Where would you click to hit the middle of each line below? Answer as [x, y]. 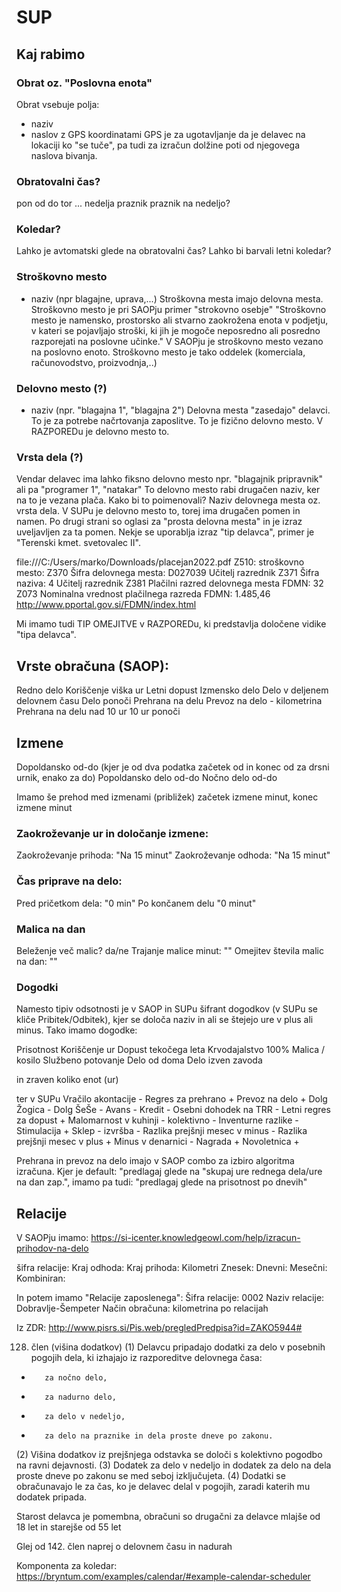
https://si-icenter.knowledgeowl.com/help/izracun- [195, 1237]
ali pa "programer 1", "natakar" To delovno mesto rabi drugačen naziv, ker [168, 490]
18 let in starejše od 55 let [69, 1527]
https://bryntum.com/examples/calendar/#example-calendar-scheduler [163, 1576]
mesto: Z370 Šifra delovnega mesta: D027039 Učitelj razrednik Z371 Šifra [168, 573]
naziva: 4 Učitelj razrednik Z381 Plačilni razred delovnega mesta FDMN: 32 [170, 583]
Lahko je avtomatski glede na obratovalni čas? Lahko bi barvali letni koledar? [174, 251]
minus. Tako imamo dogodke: [77, 1030]
